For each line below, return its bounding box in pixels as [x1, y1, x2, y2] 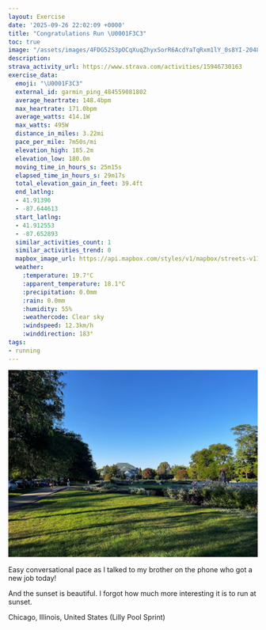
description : [8, 55, 51, 63]
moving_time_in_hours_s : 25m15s [15, 163, 123, 171]
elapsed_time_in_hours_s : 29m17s [15, 171, 126, 180]
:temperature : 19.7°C [22, 271, 93, 279]
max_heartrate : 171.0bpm [15, 104, 97, 112]
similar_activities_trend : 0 [15, 246, 112, 255]
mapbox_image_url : [15, 255, 77, 263]
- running [8, 347, 41, 355]
